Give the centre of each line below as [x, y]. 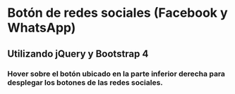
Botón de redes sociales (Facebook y [117, 13]
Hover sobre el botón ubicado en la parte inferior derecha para [116, 74]
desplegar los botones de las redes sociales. [85, 82]
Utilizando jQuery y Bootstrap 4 [78, 54]
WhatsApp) [42, 28]
